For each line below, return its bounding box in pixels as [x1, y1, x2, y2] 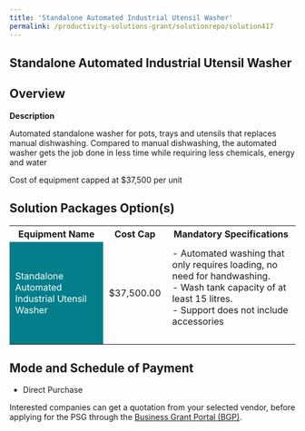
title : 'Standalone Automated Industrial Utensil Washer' [9, 13, 233, 23]
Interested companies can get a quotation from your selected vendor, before [9, 402, 296, 413]
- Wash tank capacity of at [172, 280, 287, 293]
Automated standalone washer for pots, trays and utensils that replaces [9, 128, 277, 139]
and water [9, 156, 47, 168]
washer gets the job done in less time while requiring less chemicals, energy [9, 147, 295, 158]
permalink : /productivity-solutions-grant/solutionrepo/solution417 [9, 22, 274, 31]
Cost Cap [114, 228, 156, 240]
